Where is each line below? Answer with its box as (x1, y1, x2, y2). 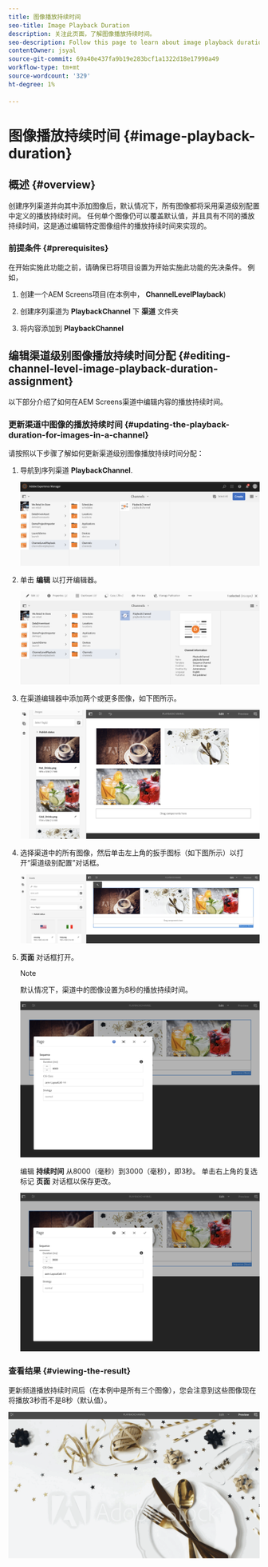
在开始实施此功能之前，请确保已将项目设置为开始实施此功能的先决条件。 (8, 262, 246, 272)
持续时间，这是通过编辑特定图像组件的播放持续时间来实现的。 (8, 221, 211, 230)
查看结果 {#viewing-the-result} (8, 1365, 132, 1377)
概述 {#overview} (8, 178, 96, 192)
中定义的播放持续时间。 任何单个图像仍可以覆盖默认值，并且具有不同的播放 (8, 210, 255, 220)
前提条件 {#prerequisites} (8, 242, 109, 254)
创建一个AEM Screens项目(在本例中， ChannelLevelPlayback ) (19, 289, 227, 299)
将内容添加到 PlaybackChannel (19, 323, 124, 333)
